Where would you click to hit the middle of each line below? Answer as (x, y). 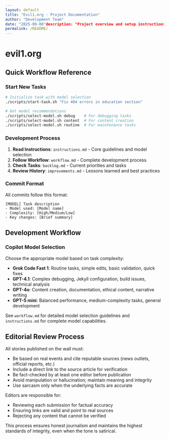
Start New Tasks (26, 86)
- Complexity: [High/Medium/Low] (40, 213)
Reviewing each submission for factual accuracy (63, 405)
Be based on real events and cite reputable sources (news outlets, (81, 359)
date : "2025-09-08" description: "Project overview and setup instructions (85, 24)
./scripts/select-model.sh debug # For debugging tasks (68, 116)
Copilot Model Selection (35, 247)
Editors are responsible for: (33, 396)
